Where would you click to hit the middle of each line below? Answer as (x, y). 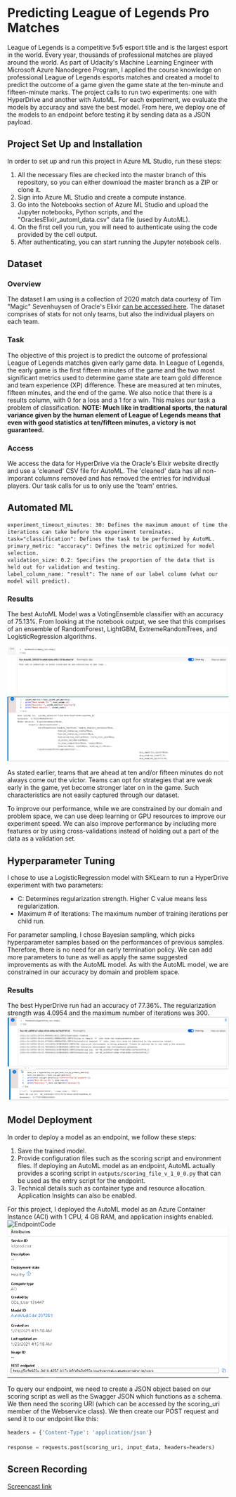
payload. (20, 122)
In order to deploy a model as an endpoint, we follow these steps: (102, 1137)
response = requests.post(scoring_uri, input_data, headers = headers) (111, 1448)
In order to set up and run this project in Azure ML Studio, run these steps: (115, 161)
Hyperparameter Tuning (61, 861)
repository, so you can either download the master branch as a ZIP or (118, 182)
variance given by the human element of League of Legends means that (114, 415)
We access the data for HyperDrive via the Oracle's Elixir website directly (113, 464)
